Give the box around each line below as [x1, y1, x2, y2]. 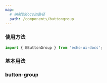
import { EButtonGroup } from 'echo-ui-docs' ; [5, 45, 103, 50]
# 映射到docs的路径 [9, 12, 46, 17]
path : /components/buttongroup [9, 16, 74, 21]
